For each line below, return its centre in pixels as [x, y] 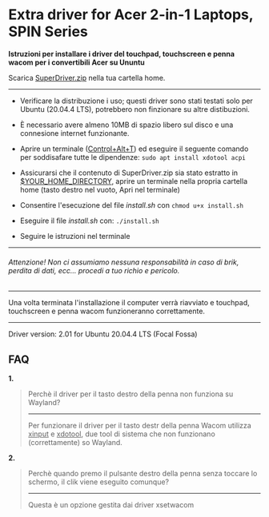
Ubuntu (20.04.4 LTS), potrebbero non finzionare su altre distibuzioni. [135, 109]
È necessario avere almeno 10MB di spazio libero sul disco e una [126, 125]
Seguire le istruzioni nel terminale [75, 236]
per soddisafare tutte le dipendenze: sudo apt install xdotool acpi [132, 157]
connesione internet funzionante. [74, 133]
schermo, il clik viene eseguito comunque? [98, 482]
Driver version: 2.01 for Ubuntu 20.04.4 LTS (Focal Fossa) [103, 334]
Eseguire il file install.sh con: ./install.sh [89, 221]
